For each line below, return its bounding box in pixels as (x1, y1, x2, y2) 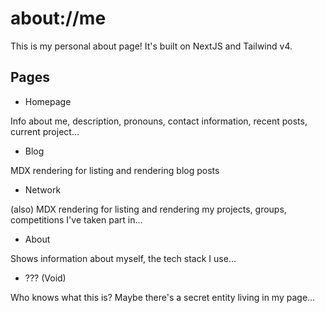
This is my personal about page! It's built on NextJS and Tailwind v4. (10, 40, 293, 52)
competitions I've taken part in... (10, 213, 143, 226)
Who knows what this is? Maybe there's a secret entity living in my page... (10, 291, 316, 303)
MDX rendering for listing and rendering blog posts (10, 164, 220, 176)
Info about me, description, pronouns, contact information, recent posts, (10, 115, 308, 127)
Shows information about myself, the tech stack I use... (10, 252, 237, 264)
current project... (10, 125, 80, 137)
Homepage (24, 95, 72, 107)
